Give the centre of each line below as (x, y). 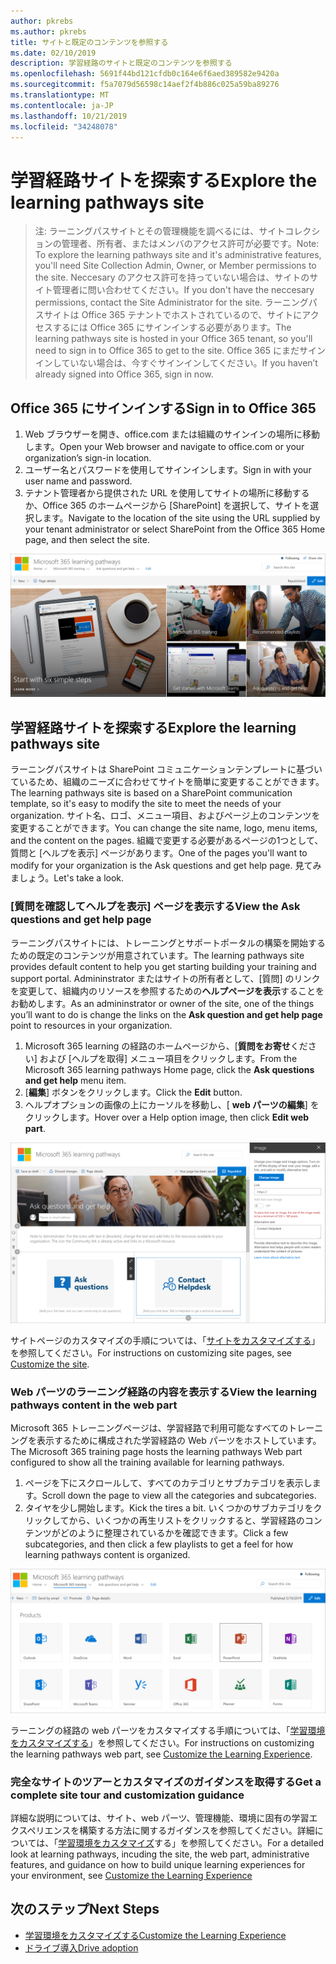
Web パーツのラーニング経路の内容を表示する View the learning (164, 1392)
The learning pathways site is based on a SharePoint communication (151, 793)
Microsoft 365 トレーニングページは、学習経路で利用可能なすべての (149, 1428)
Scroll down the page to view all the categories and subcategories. (179, 1496)
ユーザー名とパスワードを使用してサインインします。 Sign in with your (168, 470)
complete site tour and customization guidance (127, 1795)
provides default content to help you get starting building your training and (163, 966)
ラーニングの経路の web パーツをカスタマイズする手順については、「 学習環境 (168, 1730)
